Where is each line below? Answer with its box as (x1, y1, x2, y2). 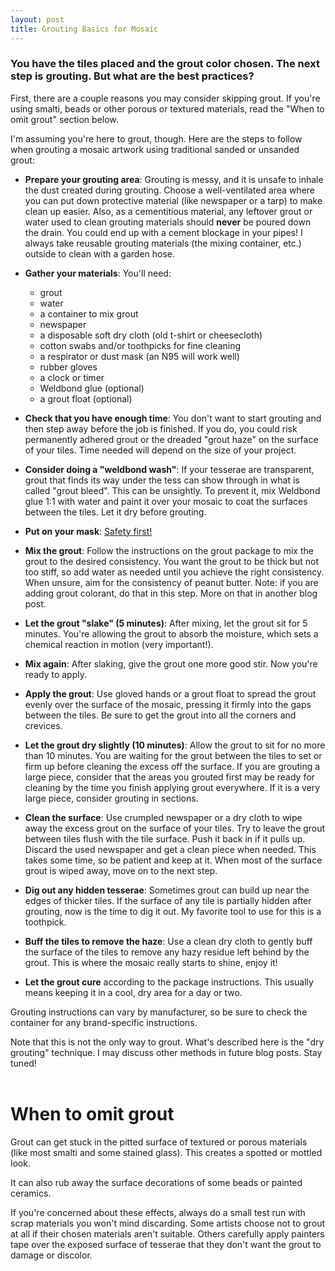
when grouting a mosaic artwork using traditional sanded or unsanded (10, 143, 300, 155)
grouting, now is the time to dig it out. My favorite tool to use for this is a (24, 905, 322, 917)
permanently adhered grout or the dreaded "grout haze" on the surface (24, 433, 319, 445)
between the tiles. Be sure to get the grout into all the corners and (24, 709, 297, 721)
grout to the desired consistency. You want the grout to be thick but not (24, 555, 320, 567)
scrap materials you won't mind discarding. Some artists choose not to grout (10, 1217, 326, 1229)
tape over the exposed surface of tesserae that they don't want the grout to (10, 1238, 322, 1250)
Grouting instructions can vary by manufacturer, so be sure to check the (10, 1006, 308, 1018)
